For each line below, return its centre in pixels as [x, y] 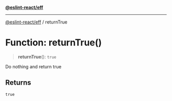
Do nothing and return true [33, 66]
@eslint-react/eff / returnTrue [36, 22]
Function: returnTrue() [54, 43]
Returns [18, 83]
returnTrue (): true [37, 57]
